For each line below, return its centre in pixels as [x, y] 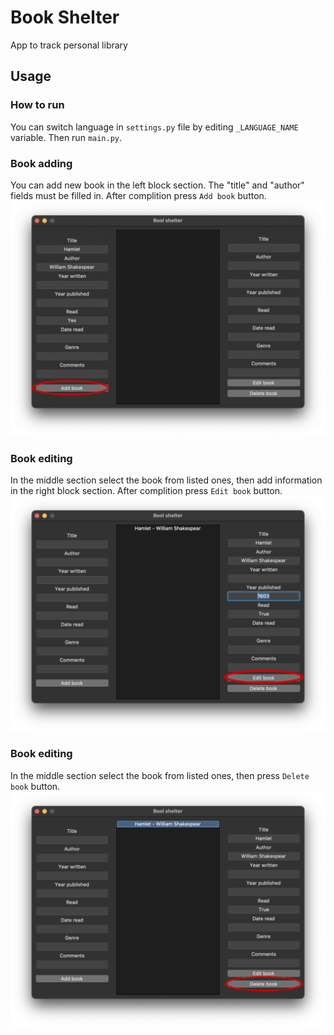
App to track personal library [69, 45]
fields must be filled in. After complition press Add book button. [138, 195]
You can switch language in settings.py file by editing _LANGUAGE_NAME [154, 127]
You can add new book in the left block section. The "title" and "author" [157, 185]
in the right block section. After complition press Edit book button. [146, 491]
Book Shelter [65, 17]
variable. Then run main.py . [66, 137]
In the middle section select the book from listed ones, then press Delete [160, 775]
